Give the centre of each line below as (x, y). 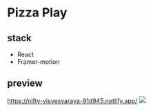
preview (25, 83)
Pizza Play (37, 13)
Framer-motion (38, 62)
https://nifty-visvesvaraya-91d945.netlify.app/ (72, 100)
